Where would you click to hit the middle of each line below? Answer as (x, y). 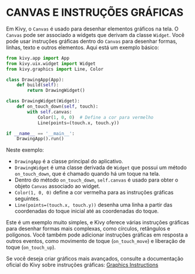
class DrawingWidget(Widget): (43, 101)
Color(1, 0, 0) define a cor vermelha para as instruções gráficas (94, 193)
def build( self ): (38, 85)
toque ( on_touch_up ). (31, 247)
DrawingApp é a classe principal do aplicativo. (69, 162)
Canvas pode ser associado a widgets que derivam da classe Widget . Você (95, 35)
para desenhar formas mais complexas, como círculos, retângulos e (88, 229)
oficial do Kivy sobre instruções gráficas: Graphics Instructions (82, 265)
